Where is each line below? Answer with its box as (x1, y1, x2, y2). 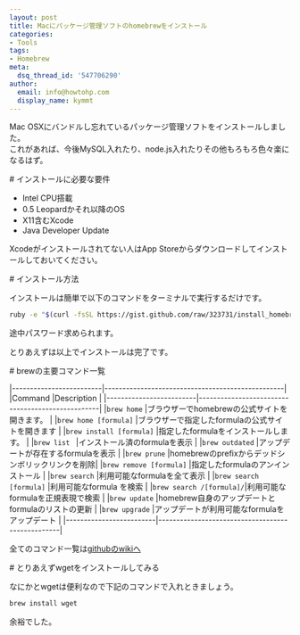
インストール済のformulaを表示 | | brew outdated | (78, 437, 260, 448)
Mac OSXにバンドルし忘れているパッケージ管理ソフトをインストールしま (9, 121, 279, 132)
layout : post (9, 12, 58, 22)
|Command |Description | (9, 393, 103, 404)
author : (9, 79, 38, 88)
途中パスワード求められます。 (9, 327, 119, 339)
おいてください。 (39, 255, 103, 266)
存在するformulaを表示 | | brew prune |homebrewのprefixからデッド (32, 448, 278, 459)
